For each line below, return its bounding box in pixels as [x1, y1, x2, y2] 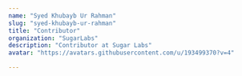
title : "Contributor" [8, 26, 81, 34]
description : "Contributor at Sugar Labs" [8, 42, 152, 50]
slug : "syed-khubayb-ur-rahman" [8, 19, 116, 27]
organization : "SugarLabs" [8, 34, 99, 42]
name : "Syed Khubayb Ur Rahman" [8, 11, 116, 20]
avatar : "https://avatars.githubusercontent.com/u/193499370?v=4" [8, 49, 235, 57]
